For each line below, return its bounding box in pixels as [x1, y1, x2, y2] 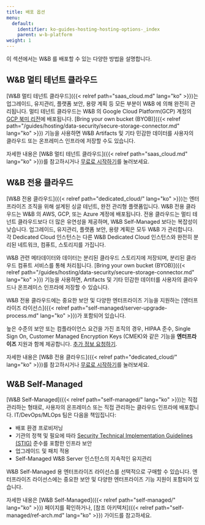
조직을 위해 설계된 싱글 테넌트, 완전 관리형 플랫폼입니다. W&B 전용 [27, 202, 185, 210]
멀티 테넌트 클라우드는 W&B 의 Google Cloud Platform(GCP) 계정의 [29, 107, 192, 115]
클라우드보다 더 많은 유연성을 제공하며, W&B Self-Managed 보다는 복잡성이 [17, 218, 198, 225]
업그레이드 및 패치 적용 [15, 447, 70, 454]
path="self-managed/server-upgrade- [70, 304, 168, 312]
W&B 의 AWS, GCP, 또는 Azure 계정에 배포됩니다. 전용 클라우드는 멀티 [22, 210, 192, 218]
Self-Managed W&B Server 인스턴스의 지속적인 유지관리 [15, 455, 152, 462]
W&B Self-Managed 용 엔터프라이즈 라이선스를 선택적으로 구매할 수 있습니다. [6, 468, 192, 475]
